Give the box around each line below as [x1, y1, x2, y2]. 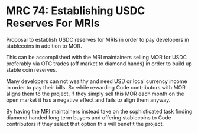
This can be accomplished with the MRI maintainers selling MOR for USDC [6, 54, 187, 61]
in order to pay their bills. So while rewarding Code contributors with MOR [6, 84, 186, 91]
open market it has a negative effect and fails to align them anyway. [6, 96, 171, 104]
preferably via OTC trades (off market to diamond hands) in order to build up [6, 60, 192, 67]
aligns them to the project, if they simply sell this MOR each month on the [6, 90, 184, 97]
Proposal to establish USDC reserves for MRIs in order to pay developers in [6, 36, 189, 43]
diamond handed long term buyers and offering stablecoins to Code [6, 114, 171, 121]
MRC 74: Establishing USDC [6, 4, 145, 18]
